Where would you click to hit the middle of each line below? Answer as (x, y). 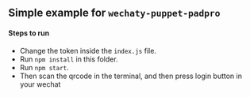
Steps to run (29, 33)
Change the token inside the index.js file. (88, 50)
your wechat (40, 84)
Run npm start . (44, 67)
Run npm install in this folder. (69, 59)
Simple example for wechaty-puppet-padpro (114, 13)
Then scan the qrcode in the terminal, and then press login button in (131, 76)
